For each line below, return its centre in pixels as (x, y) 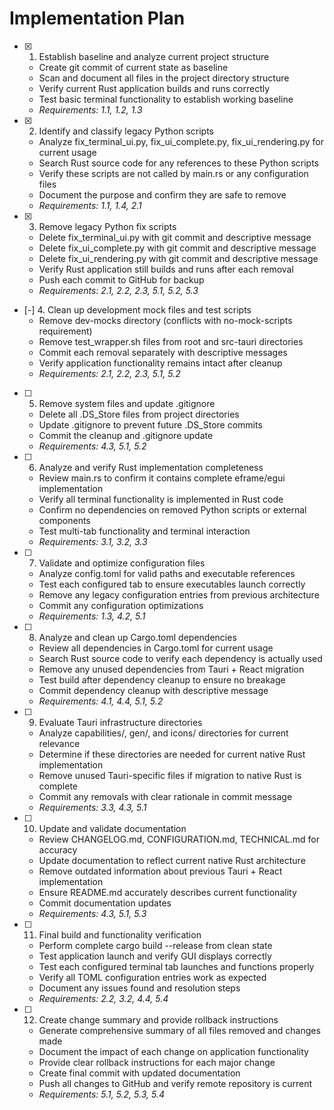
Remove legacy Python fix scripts (107, 226)
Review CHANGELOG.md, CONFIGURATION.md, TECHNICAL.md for (179, 839)
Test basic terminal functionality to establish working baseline (166, 99)
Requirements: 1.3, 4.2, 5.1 (92, 616)
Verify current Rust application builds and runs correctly (154, 88)
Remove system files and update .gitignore (127, 403)
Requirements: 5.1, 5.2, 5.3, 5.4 (101, 1094)
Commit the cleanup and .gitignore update (126, 435)
